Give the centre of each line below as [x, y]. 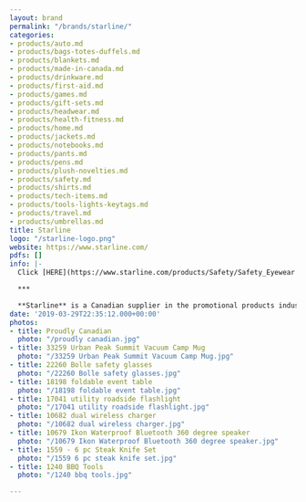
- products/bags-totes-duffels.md [75, 52]
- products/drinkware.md [56, 78]
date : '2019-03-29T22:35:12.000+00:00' [85, 314]
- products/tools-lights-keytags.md [79, 205]
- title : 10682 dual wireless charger [83, 416]
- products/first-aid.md [56, 86]
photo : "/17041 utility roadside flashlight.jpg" [113, 407]
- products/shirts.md [51, 188]
